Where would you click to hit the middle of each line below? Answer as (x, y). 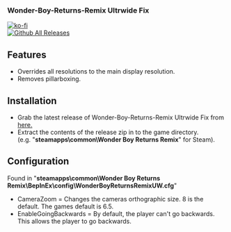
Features (27, 55)
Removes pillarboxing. (49, 79)
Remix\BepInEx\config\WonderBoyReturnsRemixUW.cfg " (92, 185)
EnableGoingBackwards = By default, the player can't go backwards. (116, 213)
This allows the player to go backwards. (74, 221)
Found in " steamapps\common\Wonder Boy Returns (84, 178)
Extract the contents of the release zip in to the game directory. (108, 132)
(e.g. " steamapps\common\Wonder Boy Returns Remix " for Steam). (116, 139)
